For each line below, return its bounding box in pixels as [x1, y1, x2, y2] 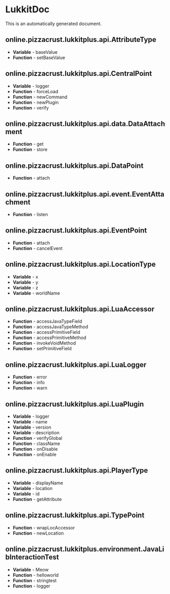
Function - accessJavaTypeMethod [12, 324, 89, 330]
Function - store [12, 146, 48, 153]
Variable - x [12, 273, 38, 280]
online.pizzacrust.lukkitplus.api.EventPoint [5, 226, 147, 235]
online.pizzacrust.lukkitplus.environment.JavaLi [5, 545, 165, 554]
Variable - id [12, 491, 40, 497]
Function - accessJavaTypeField [12, 319, 82, 325]
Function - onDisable [12, 446, 58, 452]
